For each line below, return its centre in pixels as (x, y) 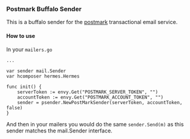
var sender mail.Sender (36, 71)
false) (15, 108)
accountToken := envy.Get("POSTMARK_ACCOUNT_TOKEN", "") (90, 97)
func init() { (24, 87)
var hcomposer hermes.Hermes (43, 76)
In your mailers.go (29, 49)
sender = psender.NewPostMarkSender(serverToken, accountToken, (100, 102)
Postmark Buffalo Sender (44, 9)
